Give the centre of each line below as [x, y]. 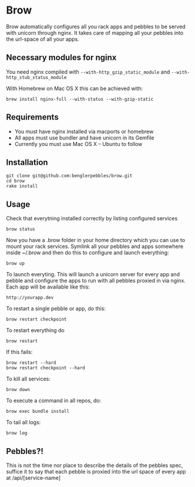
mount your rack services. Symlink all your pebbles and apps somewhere [95, 246]
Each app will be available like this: [48, 287]
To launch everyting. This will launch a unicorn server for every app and [93, 274]
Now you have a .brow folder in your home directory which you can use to [96, 240]
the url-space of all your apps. [43, 39]
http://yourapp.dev [30, 298]
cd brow [16, 181]
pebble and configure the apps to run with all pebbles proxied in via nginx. [96, 281]
